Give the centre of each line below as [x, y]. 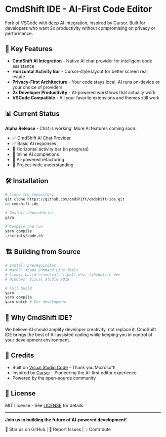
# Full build [19, 288]
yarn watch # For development [36, 302]
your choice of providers [37, 87]
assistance [23, 66]
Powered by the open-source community [54, 378]
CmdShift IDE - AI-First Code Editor [79, 9]
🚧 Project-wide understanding [43, 165]
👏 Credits [20, 356]
